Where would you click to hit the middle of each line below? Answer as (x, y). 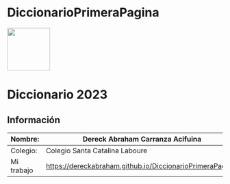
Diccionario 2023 (57, 95)
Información (34, 120)
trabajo (22, 170)
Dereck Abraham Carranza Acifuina (142, 139)
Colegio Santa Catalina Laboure (97, 150)
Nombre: (25, 139)
